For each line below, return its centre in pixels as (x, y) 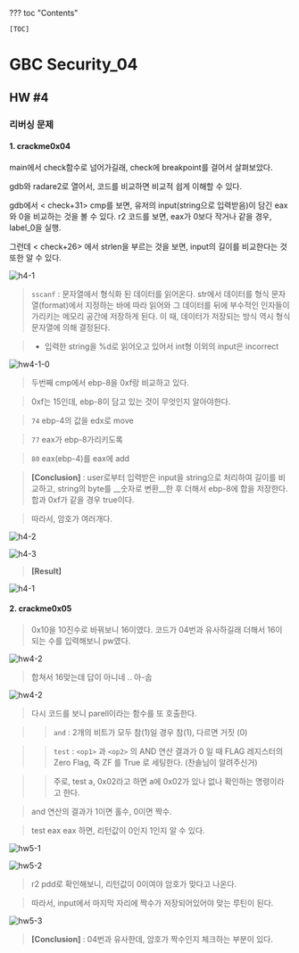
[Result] (46, 571)
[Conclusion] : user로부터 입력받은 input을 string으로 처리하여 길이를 (154, 477)
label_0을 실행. (35, 228)
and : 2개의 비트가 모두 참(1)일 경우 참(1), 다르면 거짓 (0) (150, 732)
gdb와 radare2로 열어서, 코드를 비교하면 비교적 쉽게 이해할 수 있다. (126, 186)
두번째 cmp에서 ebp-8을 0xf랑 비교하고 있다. (110, 382)
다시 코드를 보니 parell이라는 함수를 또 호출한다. (114, 713)
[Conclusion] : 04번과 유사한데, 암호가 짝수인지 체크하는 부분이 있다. (152, 939)
